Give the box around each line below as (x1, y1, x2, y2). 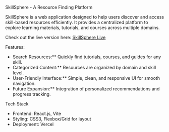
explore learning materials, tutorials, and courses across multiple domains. (5, 25, 160, 31)
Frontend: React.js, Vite (12, 110, 62, 116)
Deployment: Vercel (12, 121, 54, 127)
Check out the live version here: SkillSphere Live (5, 35, 106, 40)
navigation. (12, 80, 36, 86)
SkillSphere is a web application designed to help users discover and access (5, 14, 164, 20)
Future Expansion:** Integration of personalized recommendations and (12, 86, 160, 92)
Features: (5, 44, 25, 50)
